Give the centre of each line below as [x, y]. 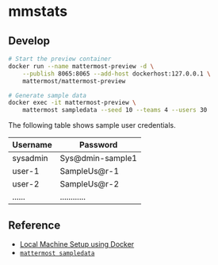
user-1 [26, 171]
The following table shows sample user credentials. [92, 125]
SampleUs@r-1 [90, 171]
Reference [34, 225]
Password [98, 145]
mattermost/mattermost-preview [74, 81]
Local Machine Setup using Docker [77, 244]
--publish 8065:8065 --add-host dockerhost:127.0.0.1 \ [117, 74]
